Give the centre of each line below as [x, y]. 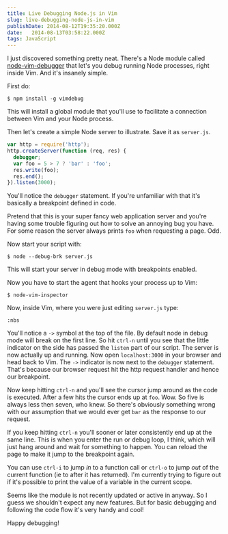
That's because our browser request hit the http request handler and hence [113, 370]
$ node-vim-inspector [38, 295]
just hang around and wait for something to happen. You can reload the [107, 447]
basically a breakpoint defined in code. [62, 203]
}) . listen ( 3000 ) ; [32, 183]
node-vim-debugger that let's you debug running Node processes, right [108, 66]
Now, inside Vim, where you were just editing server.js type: [93, 308]
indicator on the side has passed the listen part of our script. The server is [113, 348]
